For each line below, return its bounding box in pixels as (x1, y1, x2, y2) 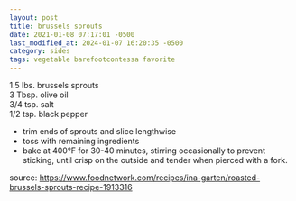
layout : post (9, 13, 59, 23)
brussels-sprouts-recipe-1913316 (9, 182, 133, 192)
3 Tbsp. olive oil (9, 89, 69, 100)
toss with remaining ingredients (22, 136, 140, 146)
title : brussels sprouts (9, 22, 103, 31)
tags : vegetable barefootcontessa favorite (9, 55, 176, 64)
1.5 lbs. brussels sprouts (9, 80, 99, 90)
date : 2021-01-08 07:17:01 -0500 (9, 30, 135, 39)
